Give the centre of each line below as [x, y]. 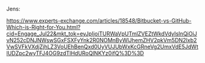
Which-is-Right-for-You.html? [43, 27]
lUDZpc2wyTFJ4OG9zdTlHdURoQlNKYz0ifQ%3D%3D [75, 53]
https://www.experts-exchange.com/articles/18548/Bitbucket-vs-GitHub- [99, 20]
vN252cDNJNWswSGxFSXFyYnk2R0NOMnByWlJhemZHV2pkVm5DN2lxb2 [102, 40]
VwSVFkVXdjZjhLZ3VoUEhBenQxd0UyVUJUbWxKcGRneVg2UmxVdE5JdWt [102, 46]
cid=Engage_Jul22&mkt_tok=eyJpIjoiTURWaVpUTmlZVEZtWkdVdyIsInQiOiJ [102, 34]
